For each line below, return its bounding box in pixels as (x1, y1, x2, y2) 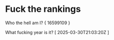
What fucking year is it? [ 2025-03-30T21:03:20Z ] (5, 29, 110, 35)
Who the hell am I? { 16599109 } (5, 20, 71, 26)
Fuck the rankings (5, 3, 81, 15)
